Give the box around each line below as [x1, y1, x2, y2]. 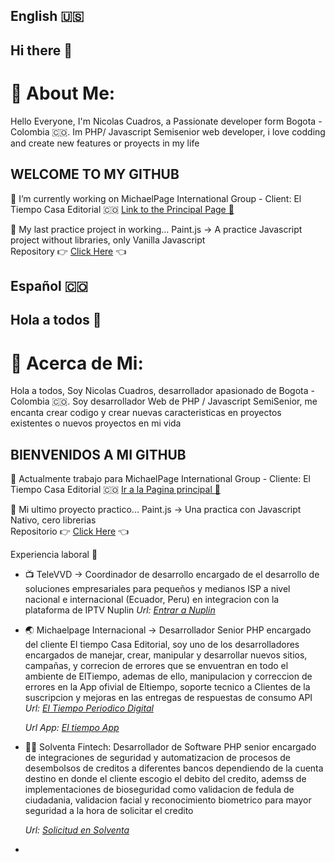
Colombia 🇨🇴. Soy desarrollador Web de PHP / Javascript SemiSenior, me [10, 395, 318, 408]
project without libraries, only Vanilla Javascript [10, 234, 206, 246]
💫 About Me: [10, 82, 116, 104]
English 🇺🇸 [10, 8, 85, 25]
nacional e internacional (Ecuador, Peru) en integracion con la [24, 594, 280, 606]
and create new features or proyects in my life [10, 137, 200, 149]
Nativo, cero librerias [10, 514, 97, 526]
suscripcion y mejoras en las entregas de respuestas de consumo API [24, 692, 313, 704]
